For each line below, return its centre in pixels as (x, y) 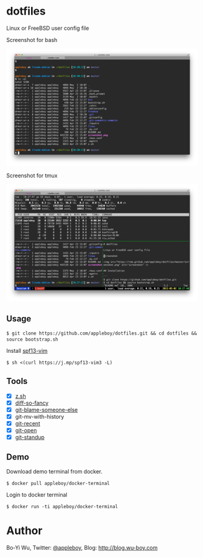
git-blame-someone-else (46, 410)
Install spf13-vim (27, 350)
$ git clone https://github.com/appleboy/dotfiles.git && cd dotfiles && (102, 333)
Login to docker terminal (37, 495)
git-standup (30, 438)
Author (24, 531)
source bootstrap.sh (33, 339)
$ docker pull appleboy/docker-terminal (58, 484)
